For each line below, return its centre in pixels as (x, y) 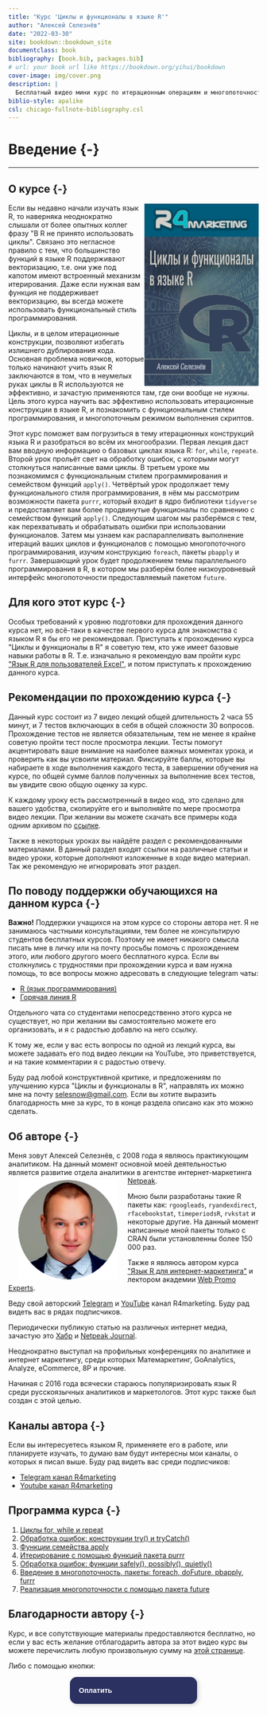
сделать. (23, 1111)
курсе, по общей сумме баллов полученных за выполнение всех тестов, (132, 776)
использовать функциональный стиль (73, 310)
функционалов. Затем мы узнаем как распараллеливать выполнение (126, 535)
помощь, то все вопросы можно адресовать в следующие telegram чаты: (133, 974)
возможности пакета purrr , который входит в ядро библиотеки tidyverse (133, 501)
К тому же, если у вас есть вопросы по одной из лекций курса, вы (122, 1045)
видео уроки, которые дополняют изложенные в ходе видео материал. (130, 857)
